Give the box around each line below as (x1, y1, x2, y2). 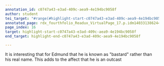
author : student (5, 12, 38, 16)
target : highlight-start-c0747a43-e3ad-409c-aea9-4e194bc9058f (5, 29, 137, 34)
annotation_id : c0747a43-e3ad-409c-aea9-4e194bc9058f (5, 7, 117, 12)
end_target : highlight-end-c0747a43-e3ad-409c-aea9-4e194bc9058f (5, 34, 141, 39)
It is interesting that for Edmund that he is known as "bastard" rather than (5, 51, 152, 57)
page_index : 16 (5, 25, 36, 30)
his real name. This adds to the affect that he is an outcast (5, 56, 122, 62)
